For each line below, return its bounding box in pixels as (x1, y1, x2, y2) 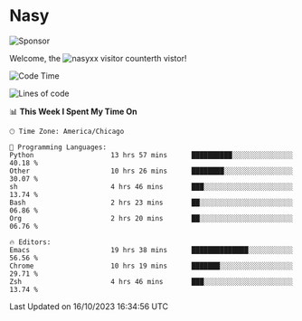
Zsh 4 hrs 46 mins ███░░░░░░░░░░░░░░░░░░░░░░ (9, 277, 294, 286)
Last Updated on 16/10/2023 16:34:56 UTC (9, 300, 169, 312)
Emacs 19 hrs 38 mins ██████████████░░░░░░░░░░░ (9, 245, 294, 254)
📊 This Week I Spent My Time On (9, 106, 137, 117)
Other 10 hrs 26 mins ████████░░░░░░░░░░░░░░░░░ (9, 166, 294, 175)
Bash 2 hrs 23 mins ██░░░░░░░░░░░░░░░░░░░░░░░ (9, 198, 294, 207)
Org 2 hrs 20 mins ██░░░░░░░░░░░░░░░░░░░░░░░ (9, 213, 294, 222)
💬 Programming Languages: (9, 142, 107, 152)
